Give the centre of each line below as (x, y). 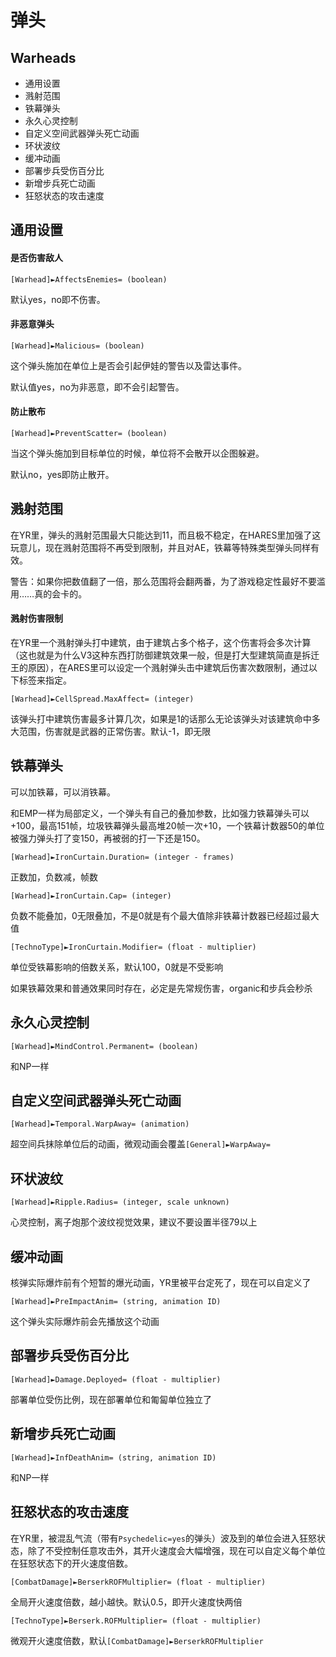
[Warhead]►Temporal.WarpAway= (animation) (100, 1124)
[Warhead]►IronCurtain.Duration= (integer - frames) (122, 857)
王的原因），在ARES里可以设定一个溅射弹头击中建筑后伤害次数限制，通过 (160, 668)
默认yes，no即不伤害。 (58, 299)
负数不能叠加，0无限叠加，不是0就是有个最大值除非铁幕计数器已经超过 (156, 915)
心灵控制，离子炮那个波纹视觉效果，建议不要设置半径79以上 (134, 1222)
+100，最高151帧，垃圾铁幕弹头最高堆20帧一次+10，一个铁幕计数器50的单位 (167, 825)
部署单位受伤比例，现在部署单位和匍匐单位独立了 (111, 1399)
